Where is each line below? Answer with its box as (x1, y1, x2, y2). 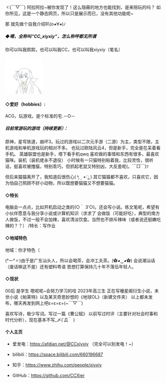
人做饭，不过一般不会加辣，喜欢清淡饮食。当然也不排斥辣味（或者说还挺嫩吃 (5, 216, 161, 222)
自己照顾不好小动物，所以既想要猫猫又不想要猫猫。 (13, 180, 118, 186)
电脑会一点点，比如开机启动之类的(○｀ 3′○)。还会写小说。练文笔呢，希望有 (5, 204, 160, 210)
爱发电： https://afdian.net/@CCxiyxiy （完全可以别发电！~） (12, 340, 136, 347)
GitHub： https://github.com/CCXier (12, 372, 85, 378)
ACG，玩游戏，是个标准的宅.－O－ (5, 113, 76, 119)
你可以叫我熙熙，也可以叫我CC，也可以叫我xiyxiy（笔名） (5, 46, 123, 52)
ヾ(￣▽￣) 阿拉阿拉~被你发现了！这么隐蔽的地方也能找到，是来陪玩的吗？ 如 (5, 4, 161, 10)
